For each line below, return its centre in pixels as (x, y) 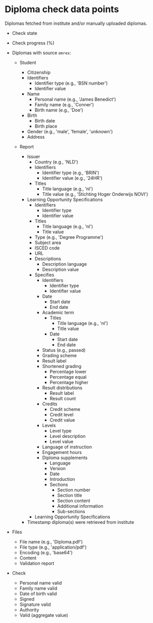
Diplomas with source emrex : (41, 53)
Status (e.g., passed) (64, 350)
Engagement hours (62, 452)
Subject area (48, 242)
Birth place (46, 126)
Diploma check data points (62, 9)
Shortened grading (62, 366)
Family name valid (38, 588)
